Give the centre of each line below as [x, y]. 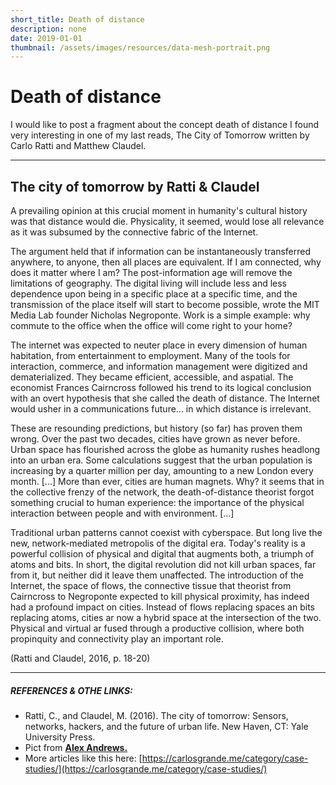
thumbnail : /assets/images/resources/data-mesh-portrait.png [140, 47]
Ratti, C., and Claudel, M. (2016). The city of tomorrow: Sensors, [156, 715]
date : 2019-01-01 [46, 38]
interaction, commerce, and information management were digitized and [159, 366]
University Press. [60, 737]
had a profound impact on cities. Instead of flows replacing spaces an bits [162, 607]
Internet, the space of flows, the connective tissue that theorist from [151, 585]
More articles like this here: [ [83, 758]
